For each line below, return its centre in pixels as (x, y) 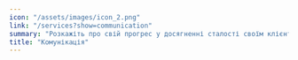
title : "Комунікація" (49, 42)
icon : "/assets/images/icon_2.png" (75, 17)
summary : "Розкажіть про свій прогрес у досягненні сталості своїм (137, 34)
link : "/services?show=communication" (81, 26)
